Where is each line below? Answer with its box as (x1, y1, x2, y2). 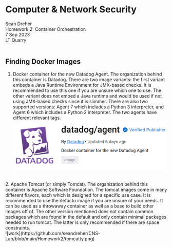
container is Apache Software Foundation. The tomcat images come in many (5, 186, 167, 193)
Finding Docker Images (5, 58, 81, 66)
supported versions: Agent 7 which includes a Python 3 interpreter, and (12, 104, 164, 110)
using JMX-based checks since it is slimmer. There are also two (12, 98, 148, 104)
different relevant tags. (12, 115, 61, 121)
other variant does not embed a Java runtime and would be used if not (12, 92, 162, 99)
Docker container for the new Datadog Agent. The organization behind (12, 71, 162, 77)
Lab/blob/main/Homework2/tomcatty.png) (5, 236, 95, 242)
